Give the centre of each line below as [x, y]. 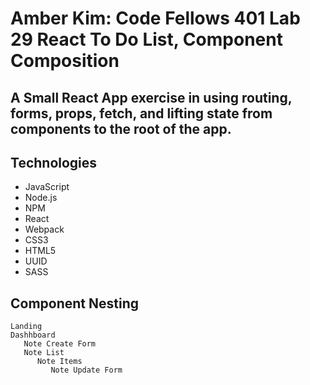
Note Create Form [60, 344]
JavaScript [47, 187]
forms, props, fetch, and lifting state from [141, 113]
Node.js [41, 198]
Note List [44, 353]
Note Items [59, 362]
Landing [26, 327]
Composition [65, 61]
